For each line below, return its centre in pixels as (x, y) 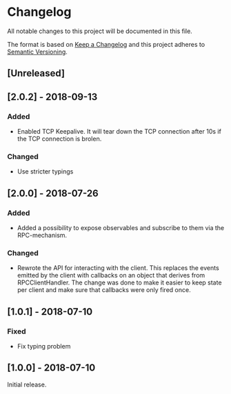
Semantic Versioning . (37, 52)
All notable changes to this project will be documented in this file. (100, 31)
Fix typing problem (44, 346)
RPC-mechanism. (42, 235)
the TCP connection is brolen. (59, 139)
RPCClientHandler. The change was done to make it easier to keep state (119, 282)
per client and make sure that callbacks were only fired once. (104, 290)
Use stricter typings (45, 172)
